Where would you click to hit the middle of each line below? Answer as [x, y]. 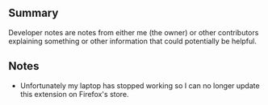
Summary [33, 13]
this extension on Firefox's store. [74, 94]
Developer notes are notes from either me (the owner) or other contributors [134, 32]
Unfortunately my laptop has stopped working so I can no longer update [140, 85]
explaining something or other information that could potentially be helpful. [132, 41]
